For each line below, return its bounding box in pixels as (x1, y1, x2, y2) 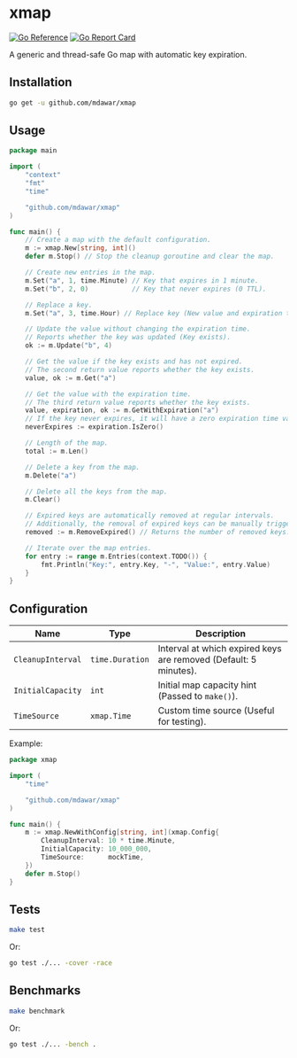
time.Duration (89, 655, 150, 665)
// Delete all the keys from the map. (25, 486, 168, 496)
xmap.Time (89, 712, 132, 721)
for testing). (157, 716, 207, 728)
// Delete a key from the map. (25, 463, 141, 471)
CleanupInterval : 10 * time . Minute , (41, 836, 176, 845)
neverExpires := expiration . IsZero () (25, 423, 164, 432)
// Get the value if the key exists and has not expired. (25, 357, 243, 366)
